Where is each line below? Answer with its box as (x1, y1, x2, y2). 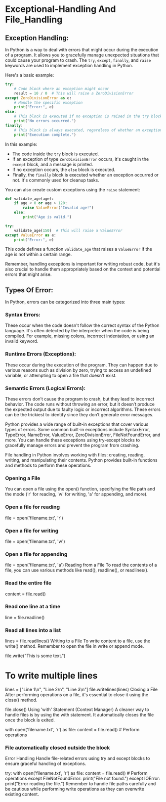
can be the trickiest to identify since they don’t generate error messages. (5, 412, 154, 418)
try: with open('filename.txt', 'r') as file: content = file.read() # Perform (5, 770, 148, 776)
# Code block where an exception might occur (14, 86, 110, 91)
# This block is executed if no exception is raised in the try (14, 114, 149, 119)
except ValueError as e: (5, 232, 56, 238)
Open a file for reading (5, 503, 60, 510)
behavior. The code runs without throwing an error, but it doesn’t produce (5, 401, 155, 407)
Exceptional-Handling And (5, 3, 116, 15)
